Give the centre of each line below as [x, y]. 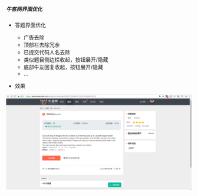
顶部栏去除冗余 [42, 45]
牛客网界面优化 [24, 9]
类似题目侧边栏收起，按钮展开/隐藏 [66, 60]
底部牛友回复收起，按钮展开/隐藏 [63, 67]
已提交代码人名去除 [47, 52]
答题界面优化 [30, 25]
